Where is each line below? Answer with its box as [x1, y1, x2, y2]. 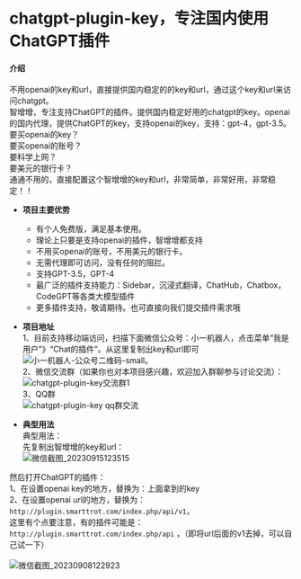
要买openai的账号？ [9, 140, 83, 151]
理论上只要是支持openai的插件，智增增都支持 [35, 235, 204, 245]
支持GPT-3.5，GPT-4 [35, 269, 115, 280]
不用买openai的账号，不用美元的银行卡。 [35, 246, 188, 257]
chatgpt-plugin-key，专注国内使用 [9, 8, 270, 29]
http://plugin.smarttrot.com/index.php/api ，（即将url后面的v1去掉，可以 [9, 528, 285, 539]
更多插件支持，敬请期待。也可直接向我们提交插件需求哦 [35, 302, 241, 313]
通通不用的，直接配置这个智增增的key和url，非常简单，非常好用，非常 [9, 174, 269, 185]
